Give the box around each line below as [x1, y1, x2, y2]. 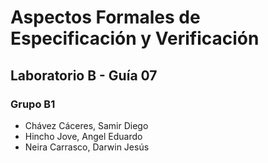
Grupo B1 [10, 97, 56, 111]
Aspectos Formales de [10, 6, 201, 29]
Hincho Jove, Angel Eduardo [24, 130, 143, 142]
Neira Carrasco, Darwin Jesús [24, 141, 150, 153]
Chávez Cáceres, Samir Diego [24, 119, 149, 131]
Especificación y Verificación [10, 27, 260, 50]
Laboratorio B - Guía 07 [10, 67, 158, 84]
